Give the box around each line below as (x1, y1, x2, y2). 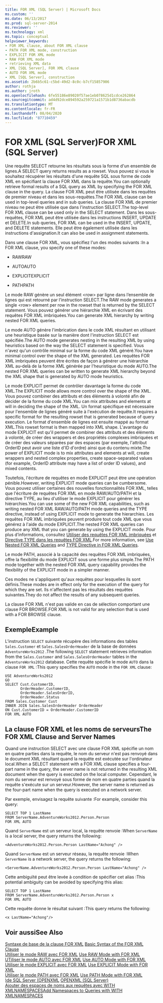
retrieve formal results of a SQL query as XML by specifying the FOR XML (5, 183, 152, 190)
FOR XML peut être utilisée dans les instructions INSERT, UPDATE (25, 214, 157, 220)
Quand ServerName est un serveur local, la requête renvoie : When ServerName (5, 828, 158, 834)
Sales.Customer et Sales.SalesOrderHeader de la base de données (5, 643, 137, 649)
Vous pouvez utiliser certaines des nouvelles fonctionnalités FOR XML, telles (5, 485, 158, 491)
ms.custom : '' (5, 12, 34, 17)
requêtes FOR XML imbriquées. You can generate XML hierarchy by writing (5, 312, 154, 318)
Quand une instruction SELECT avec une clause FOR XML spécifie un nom (5, 745, 154, 751)
